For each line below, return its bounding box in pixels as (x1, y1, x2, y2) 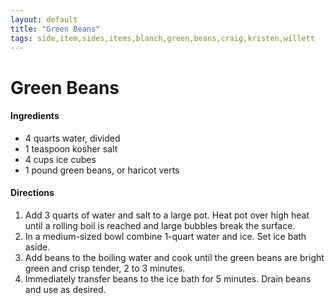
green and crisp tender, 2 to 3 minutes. (24, 262, 186, 274)
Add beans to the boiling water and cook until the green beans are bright (24, 251, 325, 263)
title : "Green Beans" (10, 24, 101, 34)
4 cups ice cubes (24, 153, 97, 165)
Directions (10, 187, 55, 199)
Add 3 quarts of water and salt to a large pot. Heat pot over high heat (24, 209, 310, 221)
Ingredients (10, 110, 60, 122)
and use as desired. (24, 283, 107, 295)
